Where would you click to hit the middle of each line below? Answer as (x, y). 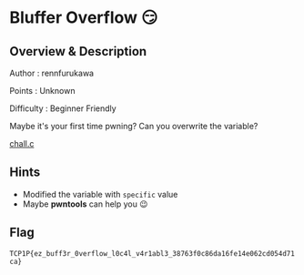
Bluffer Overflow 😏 (84, 18)
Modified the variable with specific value (100, 194)
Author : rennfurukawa (51, 73)
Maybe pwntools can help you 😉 (85, 204)
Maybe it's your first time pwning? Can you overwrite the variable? (134, 126)
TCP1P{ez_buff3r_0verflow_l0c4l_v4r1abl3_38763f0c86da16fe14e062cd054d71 (152, 253)
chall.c (22, 143)
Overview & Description (78, 51)
